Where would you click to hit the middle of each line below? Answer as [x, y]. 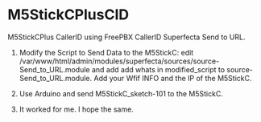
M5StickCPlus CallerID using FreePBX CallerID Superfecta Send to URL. [126, 37]
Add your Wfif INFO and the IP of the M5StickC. [173, 78]
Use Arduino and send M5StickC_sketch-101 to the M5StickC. [121, 93]
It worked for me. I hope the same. [76, 109]
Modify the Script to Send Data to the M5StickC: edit [106, 52]
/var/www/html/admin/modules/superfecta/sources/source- [119, 61]
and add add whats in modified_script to [158, 69]
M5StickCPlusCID [68, 15]
